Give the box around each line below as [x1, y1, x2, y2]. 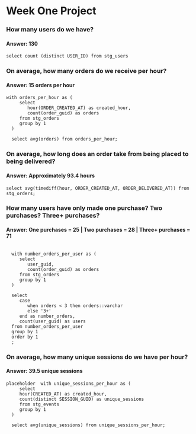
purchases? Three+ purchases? [6, 212, 100, 220]
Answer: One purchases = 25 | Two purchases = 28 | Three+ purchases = [6, 226, 191, 234]
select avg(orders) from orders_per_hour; [11, 136, 118, 142]
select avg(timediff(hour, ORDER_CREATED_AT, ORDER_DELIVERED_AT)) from [6, 185, 189, 191]
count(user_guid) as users [19, 318, 86, 324]
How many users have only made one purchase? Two [6, 204, 163, 212]
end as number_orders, [19, 313, 76, 319]
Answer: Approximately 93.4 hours [6, 172, 95, 179]
